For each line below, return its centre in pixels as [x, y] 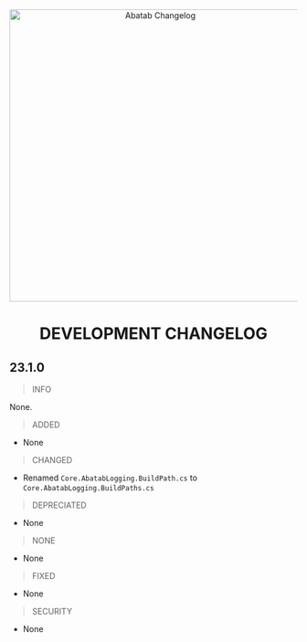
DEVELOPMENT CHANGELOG [153, 334]
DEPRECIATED [59, 505]
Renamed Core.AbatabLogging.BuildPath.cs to [110, 478]
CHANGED [52, 460]
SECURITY [52, 611]
